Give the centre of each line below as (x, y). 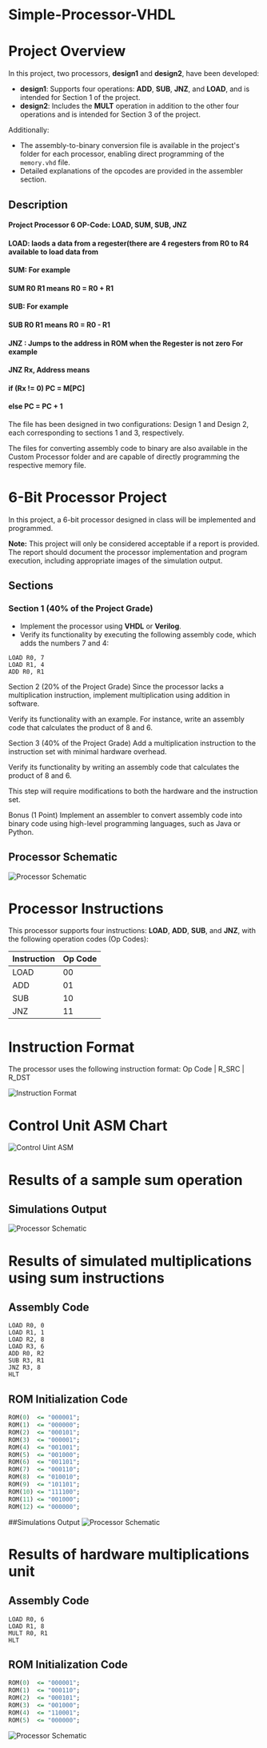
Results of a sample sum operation (126, 1180)
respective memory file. (47, 465)
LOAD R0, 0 (26, 1326)
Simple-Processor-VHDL (92, 15)
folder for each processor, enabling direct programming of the (122, 154)
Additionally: (29, 130)
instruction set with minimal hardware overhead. (88, 751)
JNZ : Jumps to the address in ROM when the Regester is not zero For (126, 343)
